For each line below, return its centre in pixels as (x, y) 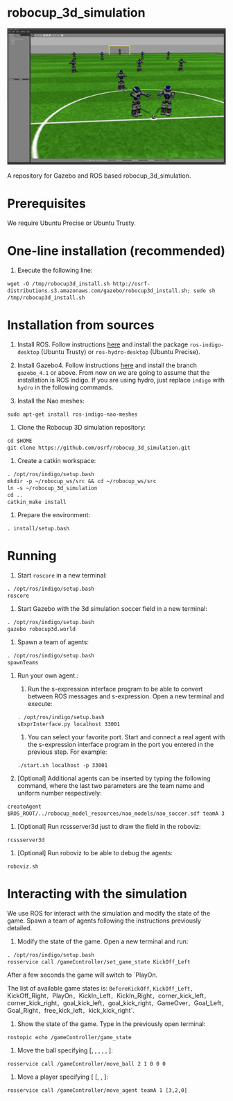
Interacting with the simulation (97, 894)
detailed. (20, 927)
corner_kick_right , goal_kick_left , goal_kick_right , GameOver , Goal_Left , (116, 1003)
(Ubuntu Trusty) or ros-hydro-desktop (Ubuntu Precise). (121, 351)
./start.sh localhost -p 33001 (62, 765)
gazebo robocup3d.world (42, 629)
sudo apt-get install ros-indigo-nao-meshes (72, 414)
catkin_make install (37, 502)
